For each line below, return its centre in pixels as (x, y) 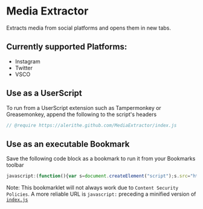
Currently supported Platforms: (67, 47)
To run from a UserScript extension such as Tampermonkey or (84, 108)
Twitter (24, 68)
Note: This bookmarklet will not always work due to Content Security (92, 188)
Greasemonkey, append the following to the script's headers (82, 114)
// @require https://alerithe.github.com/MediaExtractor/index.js (92, 125)
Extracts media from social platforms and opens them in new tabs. (89, 28)
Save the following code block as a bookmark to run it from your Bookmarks (101, 159)
